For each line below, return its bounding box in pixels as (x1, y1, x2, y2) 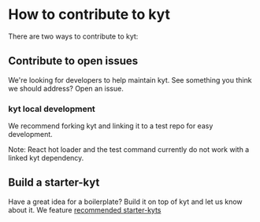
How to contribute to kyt (8, 6, 171, 24)
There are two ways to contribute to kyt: (8, 31, 139, 41)
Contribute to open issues (8, 54, 139, 68)
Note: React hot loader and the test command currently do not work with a (8, 145, 250, 154)
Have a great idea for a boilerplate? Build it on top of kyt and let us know (8, 197, 243, 206)
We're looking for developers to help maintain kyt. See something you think (8, 75, 252, 84)
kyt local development (8, 103, 96, 114)
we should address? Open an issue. (8, 83, 124, 93)
